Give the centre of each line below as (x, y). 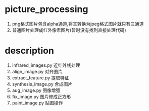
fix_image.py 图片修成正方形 (41, 96)
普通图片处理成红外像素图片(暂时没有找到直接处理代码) (69, 30)
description (29, 51)
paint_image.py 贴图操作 (37, 103)
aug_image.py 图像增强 (36, 90)
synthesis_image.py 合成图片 (42, 84)
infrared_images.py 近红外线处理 (46, 65)
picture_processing (46, 9)
